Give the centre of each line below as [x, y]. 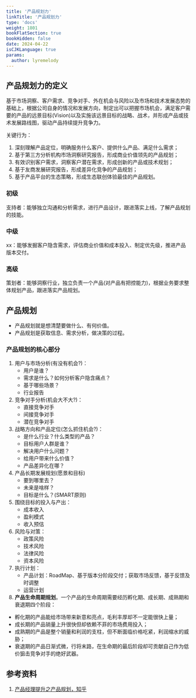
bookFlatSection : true [34, 33]
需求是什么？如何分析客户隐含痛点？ [67, 378]
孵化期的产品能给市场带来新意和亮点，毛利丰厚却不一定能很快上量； [97, 617]
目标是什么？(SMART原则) [55, 495]
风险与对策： [30, 532]
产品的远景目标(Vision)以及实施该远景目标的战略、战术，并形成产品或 [100, 115]
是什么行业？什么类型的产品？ [59, 436]
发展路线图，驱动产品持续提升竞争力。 [57, 123]
